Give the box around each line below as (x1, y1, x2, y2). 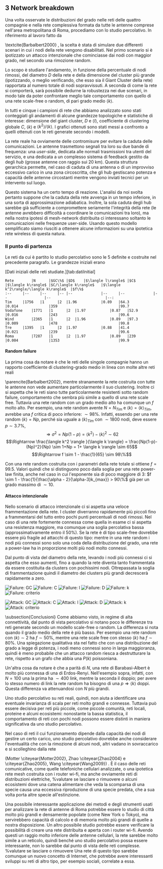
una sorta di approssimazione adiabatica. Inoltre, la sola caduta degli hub (5, 200, 152, 205)
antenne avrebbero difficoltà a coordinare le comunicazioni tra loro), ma (5, 210, 149, 216)
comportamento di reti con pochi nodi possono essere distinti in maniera (5, 716, 151, 722)
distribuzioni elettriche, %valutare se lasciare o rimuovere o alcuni (5, 776, 138, 782)
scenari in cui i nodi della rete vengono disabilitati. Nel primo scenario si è (5, 47, 153, 53)
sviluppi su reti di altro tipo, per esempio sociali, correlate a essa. (5, 858, 135, 864)
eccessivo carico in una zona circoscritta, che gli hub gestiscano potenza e (5, 169, 156, 175)
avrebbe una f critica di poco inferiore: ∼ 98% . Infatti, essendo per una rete (5, 411, 158, 417)
